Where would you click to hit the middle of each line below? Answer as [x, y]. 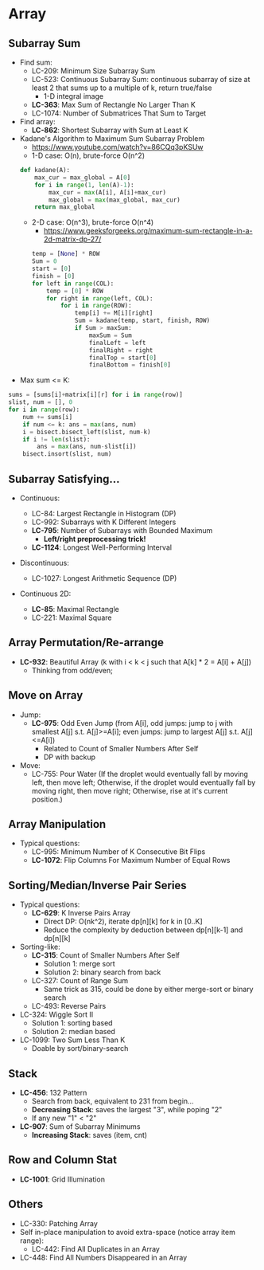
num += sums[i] [48, 417]
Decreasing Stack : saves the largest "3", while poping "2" [127, 1109]
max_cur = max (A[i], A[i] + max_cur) [108, 192]
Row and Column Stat [63, 1160]
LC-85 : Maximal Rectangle [75, 609]
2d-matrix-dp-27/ [72, 239]
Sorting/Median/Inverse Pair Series [97, 885]
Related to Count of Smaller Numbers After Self [121, 748]
